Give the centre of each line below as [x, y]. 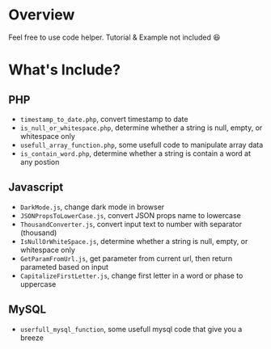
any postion [40, 162]
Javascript [36, 187]
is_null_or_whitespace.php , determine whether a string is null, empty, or [141, 128]
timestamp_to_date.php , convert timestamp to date [104, 119]
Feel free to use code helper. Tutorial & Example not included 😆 [114, 37]
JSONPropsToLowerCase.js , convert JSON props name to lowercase [130, 215]
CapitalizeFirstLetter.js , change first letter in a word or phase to [131, 275]
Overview [42, 15]
